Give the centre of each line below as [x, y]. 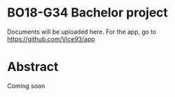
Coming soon [26, 86]
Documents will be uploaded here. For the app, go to [82, 32]
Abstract [33, 67]
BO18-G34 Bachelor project [87, 13]
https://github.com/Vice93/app [51, 39]
